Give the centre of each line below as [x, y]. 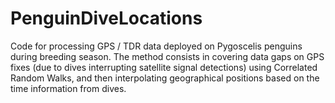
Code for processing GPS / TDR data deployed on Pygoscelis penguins [156, 46]
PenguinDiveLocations [106, 18]
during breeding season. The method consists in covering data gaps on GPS [167, 56]
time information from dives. [68, 88]
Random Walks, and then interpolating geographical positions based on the [165, 78]
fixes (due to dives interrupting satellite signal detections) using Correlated [164, 67]
